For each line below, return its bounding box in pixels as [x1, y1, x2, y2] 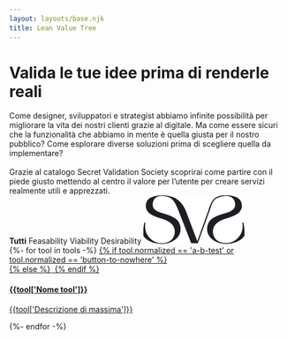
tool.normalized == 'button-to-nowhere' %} [9, 254, 168, 265]
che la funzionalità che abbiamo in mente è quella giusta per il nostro [9, 129, 260, 140]
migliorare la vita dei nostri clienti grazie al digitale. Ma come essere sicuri [9, 120, 278, 131]
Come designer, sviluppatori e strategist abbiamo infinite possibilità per [9, 110, 268, 121]
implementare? [9, 148, 64, 159]
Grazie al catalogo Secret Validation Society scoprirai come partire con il [9, 167, 274, 177]
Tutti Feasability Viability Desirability [9, 236, 142, 246]
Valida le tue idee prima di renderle [9, 63, 269, 83]
